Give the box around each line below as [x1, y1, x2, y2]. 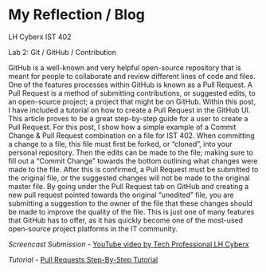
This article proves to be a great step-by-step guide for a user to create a [8, 113, 248, 123]
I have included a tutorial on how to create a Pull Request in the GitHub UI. [8, 105, 251, 115]
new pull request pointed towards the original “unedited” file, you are [8, 190, 234, 199]
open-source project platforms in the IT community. [8, 223, 178, 233]
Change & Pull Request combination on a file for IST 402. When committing [8, 130, 255, 140]
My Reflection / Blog [8, 6, 146, 24]
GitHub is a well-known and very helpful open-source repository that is [8, 62, 241, 73]
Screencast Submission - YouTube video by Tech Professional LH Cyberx [8, 239, 249, 249]
